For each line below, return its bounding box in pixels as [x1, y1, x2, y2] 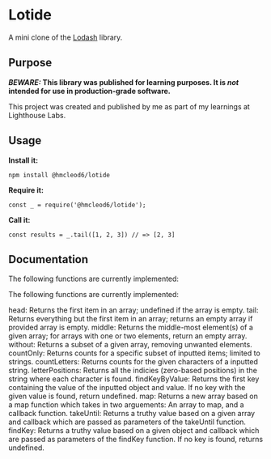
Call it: [8, 215, 31, 224]
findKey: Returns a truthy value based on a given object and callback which [8, 426, 260, 436]
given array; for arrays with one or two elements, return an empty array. [8, 331, 248, 341]
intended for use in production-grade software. [8, 86, 171, 96]
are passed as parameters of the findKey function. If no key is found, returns [8, 435, 264, 444]
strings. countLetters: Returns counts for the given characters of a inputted [8, 357, 259, 367]
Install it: [8, 155, 39, 165]
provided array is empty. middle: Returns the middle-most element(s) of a [8, 322, 253, 333]
